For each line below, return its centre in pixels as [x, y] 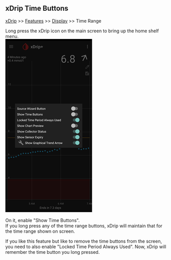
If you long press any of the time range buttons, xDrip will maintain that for [84, 226]
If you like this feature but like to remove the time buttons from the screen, [84, 241]
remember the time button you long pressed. [53, 252]
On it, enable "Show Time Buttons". [43, 220]
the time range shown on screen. [40, 231]
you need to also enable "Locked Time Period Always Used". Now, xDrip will [86, 247]
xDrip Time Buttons [37, 8]
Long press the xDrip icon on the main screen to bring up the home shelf [82, 31]
